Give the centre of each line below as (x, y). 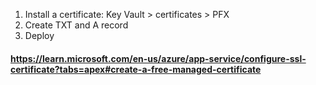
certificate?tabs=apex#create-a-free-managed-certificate (136, 69)
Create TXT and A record (76, 25)
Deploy (39, 35)
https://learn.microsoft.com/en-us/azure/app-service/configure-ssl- (158, 58)
